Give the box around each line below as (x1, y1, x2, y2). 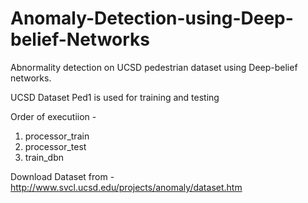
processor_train (24, 130, 90, 142)
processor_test (24, 140, 87, 152)
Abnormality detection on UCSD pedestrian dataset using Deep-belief (10, 61, 298, 73)
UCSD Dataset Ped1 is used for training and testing (10, 91, 220, 103)
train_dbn (24, 151, 64, 163)
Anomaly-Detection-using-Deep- (10, 7, 294, 30)
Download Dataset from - (10, 170, 115, 182)
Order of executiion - (10, 110, 97, 122)
